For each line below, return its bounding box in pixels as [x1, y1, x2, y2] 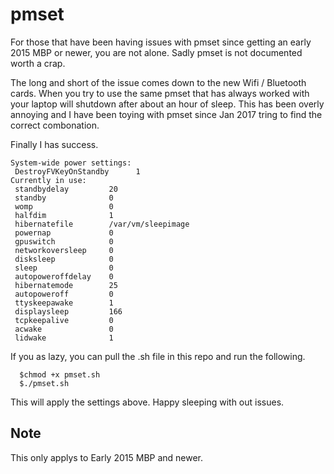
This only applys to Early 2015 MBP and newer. [10, 451, 204, 463]
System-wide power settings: [10, 158, 132, 168]
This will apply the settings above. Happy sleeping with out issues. [10, 396, 285, 408]
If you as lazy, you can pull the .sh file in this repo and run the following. [10, 350, 306, 362]
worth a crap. [10, 57, 66, 69]
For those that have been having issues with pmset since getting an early [10, 36, 312, 48]
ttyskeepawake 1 [14, 298, 114, 308]
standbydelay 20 [14, 184, 118, 194]
